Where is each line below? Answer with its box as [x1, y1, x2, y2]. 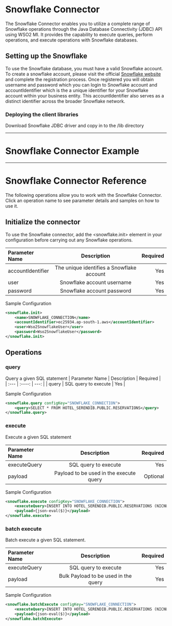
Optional [143, 473, 164, 480]
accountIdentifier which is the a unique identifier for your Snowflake [5, 87, 148, 93]
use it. [5, 203, 18, 209]
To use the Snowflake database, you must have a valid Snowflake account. [5, 65, 163, 71]
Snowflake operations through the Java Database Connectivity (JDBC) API [5, 26, 163, 32]
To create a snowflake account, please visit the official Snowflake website [5, 71, 161, 77]
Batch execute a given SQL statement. [5, 537, 86, 543]
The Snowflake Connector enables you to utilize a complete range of [5, 21, 150, 27]
